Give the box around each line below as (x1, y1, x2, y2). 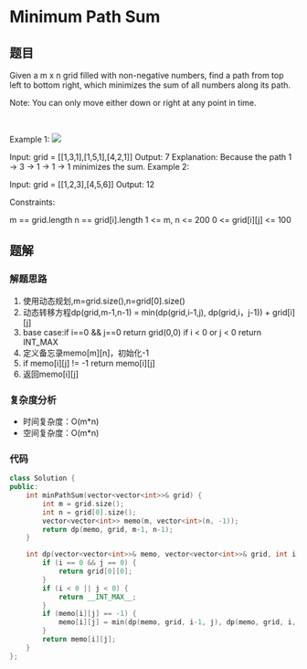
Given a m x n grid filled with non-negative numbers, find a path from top (9, 70, 284, 80)
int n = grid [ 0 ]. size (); (42, 507, 137, 517)
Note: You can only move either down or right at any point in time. (9, 98, 258, 108)
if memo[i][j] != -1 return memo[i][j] (22, 357, 155, 368)
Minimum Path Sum (9, 6, 161, 27)
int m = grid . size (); (42, 499, 125, 508)
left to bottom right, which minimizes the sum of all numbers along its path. (9, 80, 291, 90)
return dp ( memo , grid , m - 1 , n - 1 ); (42, 525, 174, 534)
